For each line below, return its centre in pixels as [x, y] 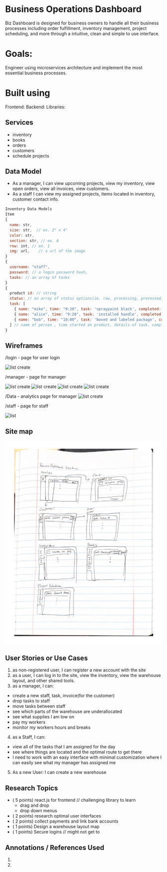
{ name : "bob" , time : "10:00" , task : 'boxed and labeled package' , [85, 320]
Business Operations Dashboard [73, 9]
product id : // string [33, 293]
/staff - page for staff [27, 406]
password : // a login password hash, [49, 272]
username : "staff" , [30, 267]
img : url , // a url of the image [47, 251]
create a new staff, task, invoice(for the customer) [64, 696]
